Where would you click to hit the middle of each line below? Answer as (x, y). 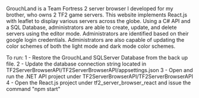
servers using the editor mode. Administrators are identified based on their (97, 34)
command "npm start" (33, 89)
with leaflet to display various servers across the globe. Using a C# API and (98, 21)
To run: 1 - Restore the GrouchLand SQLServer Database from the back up (97, 58)
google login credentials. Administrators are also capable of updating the (95, 40)
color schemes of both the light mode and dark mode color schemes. (91, 46)
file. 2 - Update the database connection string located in (76, 64)
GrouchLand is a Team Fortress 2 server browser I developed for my (90, 9)
